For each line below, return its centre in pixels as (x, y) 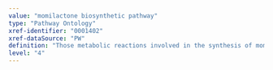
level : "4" (27, 53)
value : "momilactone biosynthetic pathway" (83, 16)
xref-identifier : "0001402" (56, 31)
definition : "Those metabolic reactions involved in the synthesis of (130, 46)
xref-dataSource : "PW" (47, 38)
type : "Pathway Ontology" (52, 23)
